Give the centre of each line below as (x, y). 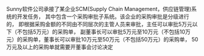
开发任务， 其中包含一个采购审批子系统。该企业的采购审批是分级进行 (103, 16)
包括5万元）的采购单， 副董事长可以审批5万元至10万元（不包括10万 (106, 32)
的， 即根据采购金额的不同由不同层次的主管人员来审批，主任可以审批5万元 (100, 24)
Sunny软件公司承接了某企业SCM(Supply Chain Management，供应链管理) (99, 9)
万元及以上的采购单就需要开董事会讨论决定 (60, 47)
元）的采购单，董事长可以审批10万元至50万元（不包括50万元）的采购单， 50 (102, 39)
